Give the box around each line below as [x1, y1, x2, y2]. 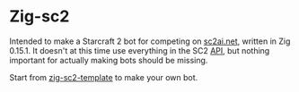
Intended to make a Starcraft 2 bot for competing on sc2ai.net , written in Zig [9, 36, 291, 46]
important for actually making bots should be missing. [9, 54, 208, 65]
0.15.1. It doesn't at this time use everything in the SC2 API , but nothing [9, 45, 270, 55]
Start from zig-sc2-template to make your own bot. [9, 71, 198, 82]
